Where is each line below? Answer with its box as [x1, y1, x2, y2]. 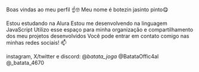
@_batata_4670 [6, 60, 45, 66]
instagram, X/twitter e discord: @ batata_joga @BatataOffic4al [6, 53, 159, 60]
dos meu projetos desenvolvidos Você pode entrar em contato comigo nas [6, 33, 189, 39]
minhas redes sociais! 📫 [6, 39, 67, 46]
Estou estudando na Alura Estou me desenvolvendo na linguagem [6, 20, 168, 27]
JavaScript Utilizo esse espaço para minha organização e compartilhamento [6, 26, 194, 33]
